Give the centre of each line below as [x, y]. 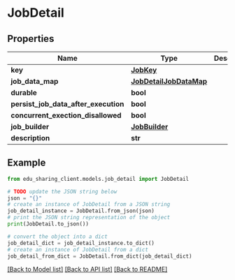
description [30, 138]
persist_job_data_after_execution [67, 104]
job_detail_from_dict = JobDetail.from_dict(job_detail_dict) [100, 256]
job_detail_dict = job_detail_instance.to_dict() [81, 243]
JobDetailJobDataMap [169, 81]
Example [27, 163]
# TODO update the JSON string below [62, 191]
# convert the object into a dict [58, 236]
